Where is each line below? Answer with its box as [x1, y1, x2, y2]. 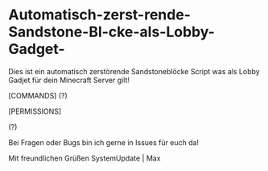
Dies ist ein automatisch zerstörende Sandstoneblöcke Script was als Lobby [8, 66, 260, 76]
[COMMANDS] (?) [8, 90, 68, 100]
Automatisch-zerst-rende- [8, 6, 192, 24]
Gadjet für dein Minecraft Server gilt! [8, 75, 130, 85]
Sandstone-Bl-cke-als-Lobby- [8, 23, 216, 41]
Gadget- [8, 40, 66, 58]
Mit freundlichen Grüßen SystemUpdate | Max [8, 153, 161, 163]
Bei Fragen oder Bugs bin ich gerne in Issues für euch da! [8, 137, 200, 147]
